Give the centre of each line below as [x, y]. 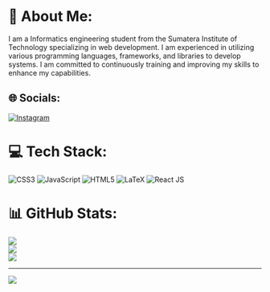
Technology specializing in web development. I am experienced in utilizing [131, 47]
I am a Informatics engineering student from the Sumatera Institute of [123, 39]
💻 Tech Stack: [58, 151]
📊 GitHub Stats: [63, 213]
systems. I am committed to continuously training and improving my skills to [134, 64]
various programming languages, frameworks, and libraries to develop [125, 56]
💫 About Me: [51, 16]
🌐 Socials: [35, 99]
